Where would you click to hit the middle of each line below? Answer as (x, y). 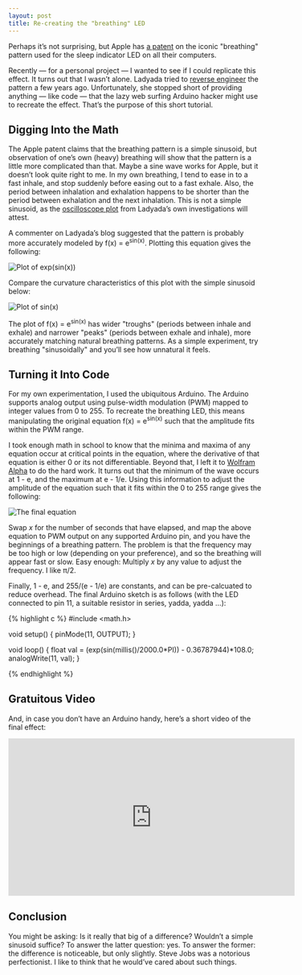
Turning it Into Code (59, 375)
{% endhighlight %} (41, 674)
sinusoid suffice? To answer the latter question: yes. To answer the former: (132, 944)
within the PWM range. (46, 430)
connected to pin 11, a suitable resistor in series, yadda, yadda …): (117, 603)
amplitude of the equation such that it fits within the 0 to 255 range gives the (135, 488)
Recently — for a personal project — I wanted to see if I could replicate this (132, 70)
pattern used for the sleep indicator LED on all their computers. (112, 55)
